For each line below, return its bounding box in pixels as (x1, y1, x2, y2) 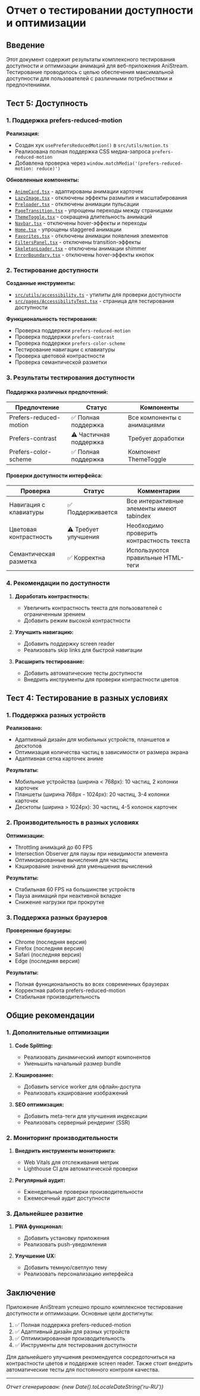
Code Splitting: (14, 1042, 53, 1049)
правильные (126, 554, 162, 562)
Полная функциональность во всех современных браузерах (14, 980, 170, 987)
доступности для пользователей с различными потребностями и (6, 75, 173, 82)
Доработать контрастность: (14, 592, 90, 600)
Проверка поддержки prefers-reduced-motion (14, 326, 131, 334)
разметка (9, 557, 37, 566)
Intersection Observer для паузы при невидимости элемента (14, 850, 168, 857)
